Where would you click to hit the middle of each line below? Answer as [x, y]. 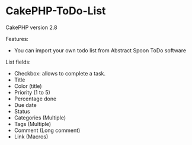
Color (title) [28, 86]
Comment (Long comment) [47, 130]
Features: [17, 39]
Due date [25, 105]
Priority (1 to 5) [32, 92]
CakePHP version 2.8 [31, 27]
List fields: [18, 62]
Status [22, 111]
